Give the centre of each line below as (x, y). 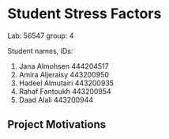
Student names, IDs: (40, 51)
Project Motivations (57, 124)
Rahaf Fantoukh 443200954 (65, 91)
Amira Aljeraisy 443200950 (64, 74)
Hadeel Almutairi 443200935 (66, 83)
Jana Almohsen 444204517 (64, 66)
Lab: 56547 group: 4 (41, 36)
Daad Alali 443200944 (56, 100)
